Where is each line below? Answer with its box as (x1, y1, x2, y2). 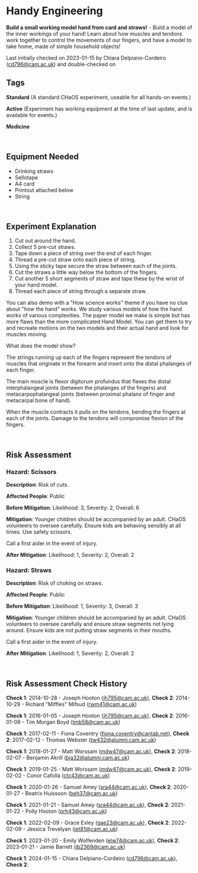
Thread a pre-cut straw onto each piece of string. (14, 256, 136, 263)
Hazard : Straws (6, 566, 52, 574)
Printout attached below (14, 186, 74, 194)
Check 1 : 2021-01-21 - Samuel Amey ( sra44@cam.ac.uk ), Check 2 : (6, 801, 170, 809)
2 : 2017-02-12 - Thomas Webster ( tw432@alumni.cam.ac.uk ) (6, 736, 157, 743)
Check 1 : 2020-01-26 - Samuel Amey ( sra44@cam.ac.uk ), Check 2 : (6, 783, 173, 791)
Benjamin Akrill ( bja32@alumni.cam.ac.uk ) (26, 754, 130, 761)
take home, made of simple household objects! (6, 43, 120, 50)
